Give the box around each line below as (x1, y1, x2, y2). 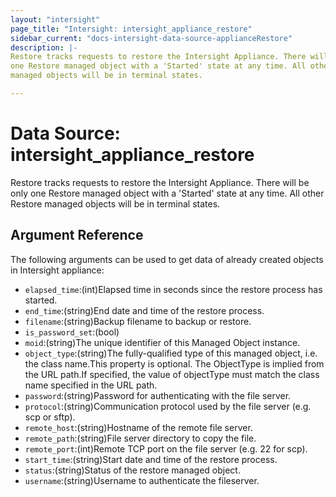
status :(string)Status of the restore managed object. (24, 464, 241, 476)
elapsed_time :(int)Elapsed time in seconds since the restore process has (24, 283, 323, 295)
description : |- (10, 42, 78, 53)
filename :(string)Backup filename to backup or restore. (24, 315, 252, 327)
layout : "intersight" (10, 14, 101, 25)
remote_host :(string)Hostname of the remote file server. (24, 421, 253, 433)
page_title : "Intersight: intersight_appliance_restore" (10, 24, 253, 34)
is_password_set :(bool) (24, 326, 120, 338)
